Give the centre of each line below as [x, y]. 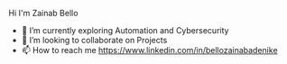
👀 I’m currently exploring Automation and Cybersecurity [125, 30]
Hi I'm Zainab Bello [43, 13]
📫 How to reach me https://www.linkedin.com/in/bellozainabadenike [149, 50]
